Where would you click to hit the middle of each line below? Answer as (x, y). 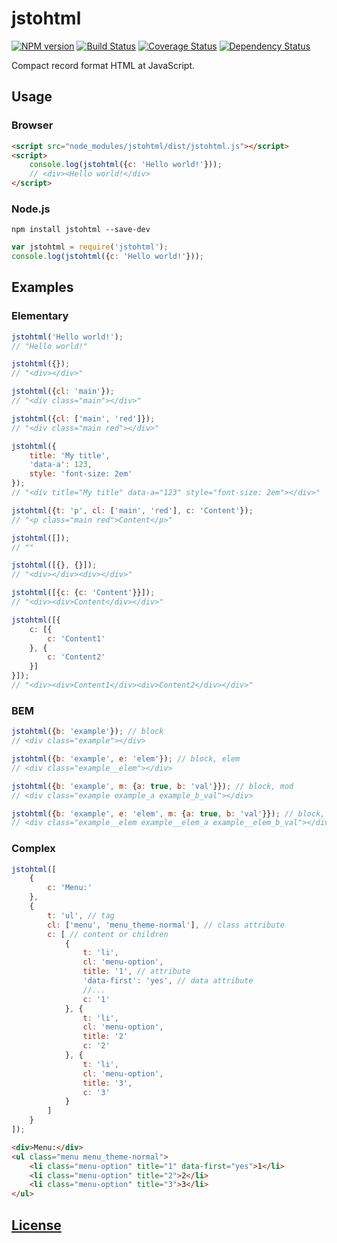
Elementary (40, 316)
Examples (42, 287)
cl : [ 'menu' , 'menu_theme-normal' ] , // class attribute (166, 925)
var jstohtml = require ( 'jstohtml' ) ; (90, 247)
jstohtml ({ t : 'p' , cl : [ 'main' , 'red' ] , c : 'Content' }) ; (132, 510)
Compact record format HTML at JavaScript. (103, 65)
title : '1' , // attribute (136, 972)
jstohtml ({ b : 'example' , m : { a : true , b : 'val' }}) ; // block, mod (152, 786)
